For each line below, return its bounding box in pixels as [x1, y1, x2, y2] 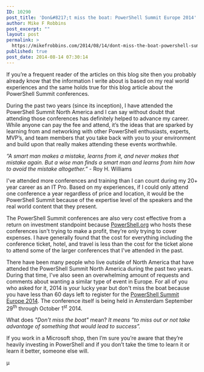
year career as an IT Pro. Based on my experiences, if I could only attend [6, 183, 188, 191]
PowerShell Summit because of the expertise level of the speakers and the [6, 196, 193, 203]
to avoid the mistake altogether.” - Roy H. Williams [6, 165, 132, 172]
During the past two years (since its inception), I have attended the [6, 101, 173, 109]
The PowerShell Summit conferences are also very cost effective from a [6, 214, 186, 222]
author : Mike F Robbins [6, 20, 67, 26]
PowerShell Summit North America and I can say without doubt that [6, 108, 175, 115]
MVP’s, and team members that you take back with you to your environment [6, 134, 196, 141]
